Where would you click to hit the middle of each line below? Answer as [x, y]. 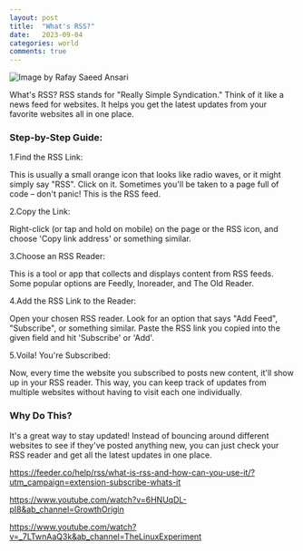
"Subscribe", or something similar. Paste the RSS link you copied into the [145, 328]
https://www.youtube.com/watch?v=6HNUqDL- [98, 499]
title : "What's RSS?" [52, 26]
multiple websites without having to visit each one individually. [126, 392]
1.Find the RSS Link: [46, 157]
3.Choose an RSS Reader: [58, 256]
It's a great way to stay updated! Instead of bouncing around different [139, 435]
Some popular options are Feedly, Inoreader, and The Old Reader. [132, 284]
